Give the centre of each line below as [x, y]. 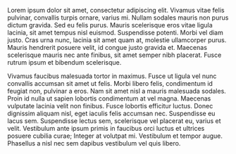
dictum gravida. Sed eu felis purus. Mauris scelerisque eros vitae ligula [110, 25]
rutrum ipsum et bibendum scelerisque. [64, 62]
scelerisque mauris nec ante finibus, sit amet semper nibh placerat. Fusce [114, 55]
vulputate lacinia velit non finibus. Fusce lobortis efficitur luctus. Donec [110, 106]
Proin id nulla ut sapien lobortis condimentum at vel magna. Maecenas [109, 98]
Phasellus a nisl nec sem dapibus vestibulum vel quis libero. [94, 143]
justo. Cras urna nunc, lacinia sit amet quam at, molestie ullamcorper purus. [117, 40]
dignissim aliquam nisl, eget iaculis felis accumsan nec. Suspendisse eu [111, 113]
